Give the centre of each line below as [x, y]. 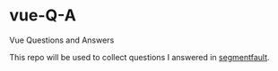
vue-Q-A [43, 16]
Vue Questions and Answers [62, 40]
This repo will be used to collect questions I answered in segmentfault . [140, 57]
